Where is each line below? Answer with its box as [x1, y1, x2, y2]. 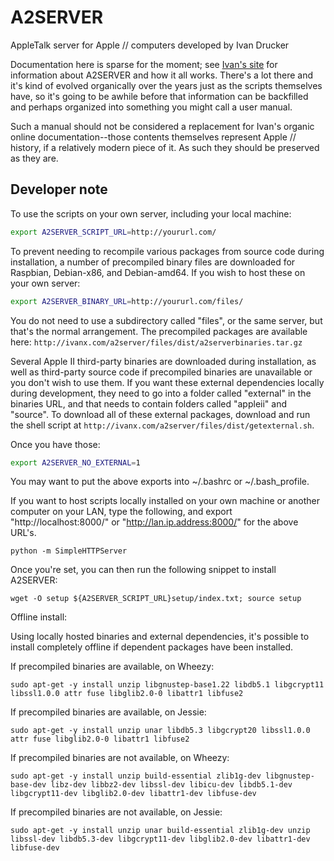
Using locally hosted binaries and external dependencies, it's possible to [10, 631, 310, 643]
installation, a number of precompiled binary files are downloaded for [10, 256, 296, 268]
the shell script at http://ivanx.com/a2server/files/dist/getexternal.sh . [10, 419, 315, 431]
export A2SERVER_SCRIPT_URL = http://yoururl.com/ [10, 227, 217, 237]
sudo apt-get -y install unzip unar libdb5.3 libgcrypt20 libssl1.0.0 [10, 726, 311, 736]
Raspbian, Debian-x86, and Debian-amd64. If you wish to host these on [10, 266, 306, 278]
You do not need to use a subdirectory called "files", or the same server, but [10, 314, 323, 326]
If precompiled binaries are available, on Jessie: [10, 706, 207, 718]
